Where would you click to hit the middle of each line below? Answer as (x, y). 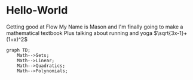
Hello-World (37, 10)
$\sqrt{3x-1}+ (170, 33)
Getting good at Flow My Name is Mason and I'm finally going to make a (95, 27)
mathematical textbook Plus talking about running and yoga (79, 33)
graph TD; (19, 50)
